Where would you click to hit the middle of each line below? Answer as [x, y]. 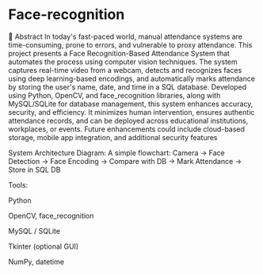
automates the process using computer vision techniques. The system [123, 62]
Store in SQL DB [34, 169]
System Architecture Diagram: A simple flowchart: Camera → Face [116, 153]
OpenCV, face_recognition [51, 215]
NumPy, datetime [36, 261]
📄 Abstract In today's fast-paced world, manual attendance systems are [126, 36]
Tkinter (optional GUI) [44, 246]
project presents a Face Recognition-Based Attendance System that [119, 53]
